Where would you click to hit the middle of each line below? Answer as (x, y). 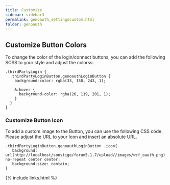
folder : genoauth (24, 24)
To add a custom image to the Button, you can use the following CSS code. (84, 131)
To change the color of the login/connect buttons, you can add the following (85, 57)
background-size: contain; (41, 164)
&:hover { (25, 90)
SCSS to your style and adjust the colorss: (50, 63)
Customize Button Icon (34, 120)
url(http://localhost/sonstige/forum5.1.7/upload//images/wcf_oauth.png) (86, 155)
